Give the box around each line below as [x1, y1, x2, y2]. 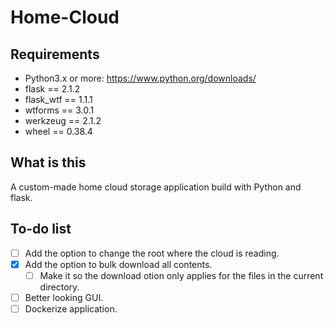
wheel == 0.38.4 [24, 126, 93, 137]
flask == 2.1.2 [24, 83, 81, 95]
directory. [39, 281, 80, 293]
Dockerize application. [24, 302, 118, 315]
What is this [10, 154, 87, 171]
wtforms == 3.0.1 [24, 104, 95, 116]
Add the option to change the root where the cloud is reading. [24, 247, 280, 259]
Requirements [10, 46, 100, 63]
